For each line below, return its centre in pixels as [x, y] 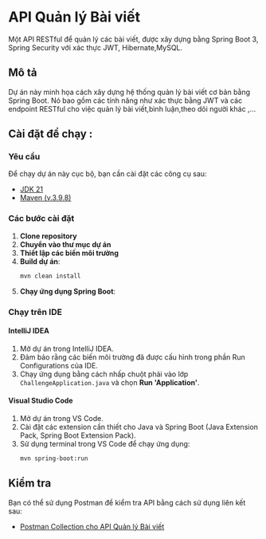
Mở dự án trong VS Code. [61, 418]
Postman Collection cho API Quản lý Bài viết [92, 526]
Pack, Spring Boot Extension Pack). [78, 435]
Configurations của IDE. [59, 365]
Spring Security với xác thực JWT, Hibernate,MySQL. [96, 47]
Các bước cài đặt [41, 218]
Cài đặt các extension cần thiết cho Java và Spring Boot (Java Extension [139, 427]
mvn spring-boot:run [54, 458]
